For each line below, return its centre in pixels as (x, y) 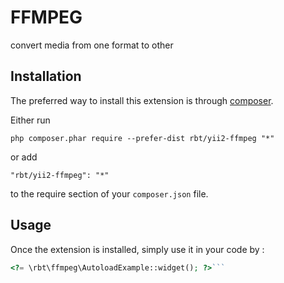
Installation (46, 76)
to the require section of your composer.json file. (109, 193)
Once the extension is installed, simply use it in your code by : (137, 249)
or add (24, 157)
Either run (30, 120)
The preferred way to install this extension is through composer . (142, 100)
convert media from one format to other (92, 45)
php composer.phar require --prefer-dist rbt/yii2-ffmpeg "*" (142, 138)
